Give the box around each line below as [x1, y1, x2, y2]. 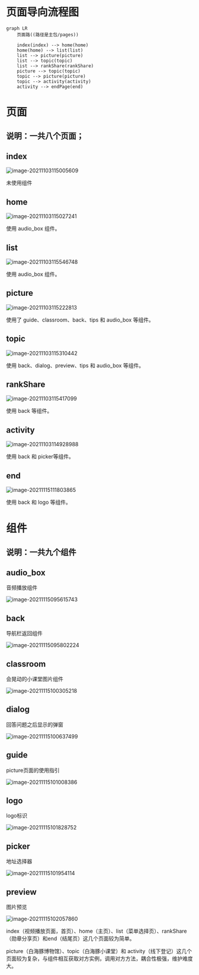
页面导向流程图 [6, 5, 79, 19]
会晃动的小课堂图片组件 [6, 676, 63, 683]
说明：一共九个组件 [6, 547, 76, 557]
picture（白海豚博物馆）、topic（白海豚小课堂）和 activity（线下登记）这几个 [6, 948, 192, 955]
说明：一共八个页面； [6, 131, 84, 141]
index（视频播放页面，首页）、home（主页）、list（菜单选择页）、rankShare [6, 927, 187, 935]
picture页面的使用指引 [6, 766, 60, 774]
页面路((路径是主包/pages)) [17, 31, 79, 37]
